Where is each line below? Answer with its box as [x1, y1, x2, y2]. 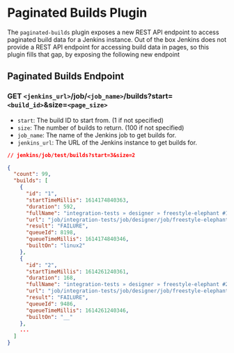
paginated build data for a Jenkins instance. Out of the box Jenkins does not [7, 35, 227, 43]
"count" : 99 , [13, 171, 52, 178]
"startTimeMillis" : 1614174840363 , [25, 197, 130, 204]
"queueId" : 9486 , [25, 300, 77, 308]
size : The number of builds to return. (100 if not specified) [17, 123, 185, 132]
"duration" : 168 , [25, 274, 77, 282]
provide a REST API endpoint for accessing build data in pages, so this [7, 43, 210, 51]
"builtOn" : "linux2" [25, 242, 86, 249]
